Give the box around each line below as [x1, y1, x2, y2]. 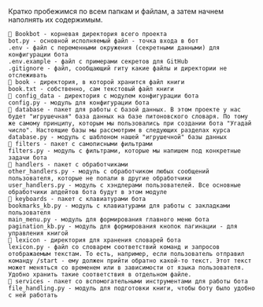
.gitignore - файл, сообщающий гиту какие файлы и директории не [8, 64, 227, 72]
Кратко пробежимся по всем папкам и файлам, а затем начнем [8, 7, 224, 16]
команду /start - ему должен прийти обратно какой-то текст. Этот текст [8, 257, 252, 265]
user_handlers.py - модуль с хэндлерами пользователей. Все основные [8, 181, 242, 189]
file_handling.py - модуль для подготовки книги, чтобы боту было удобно [8, 284, 256, 292]
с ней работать [8, 291, 58, 299]
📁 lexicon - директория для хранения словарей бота [8, 236, 181, 244]
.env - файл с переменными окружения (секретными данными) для [8, 44, 220, 52]
